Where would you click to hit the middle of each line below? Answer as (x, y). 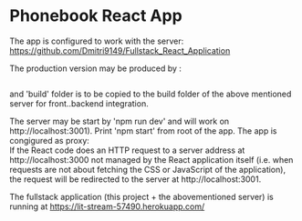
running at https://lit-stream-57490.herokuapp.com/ (107, 206)
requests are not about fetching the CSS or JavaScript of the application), (147, 169)
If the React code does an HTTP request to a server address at (127, 150)
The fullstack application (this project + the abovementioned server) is (141, 196)
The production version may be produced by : (96, 68)
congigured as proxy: (49, 140)
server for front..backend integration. (79, 103)
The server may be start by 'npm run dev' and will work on (120, 121)
